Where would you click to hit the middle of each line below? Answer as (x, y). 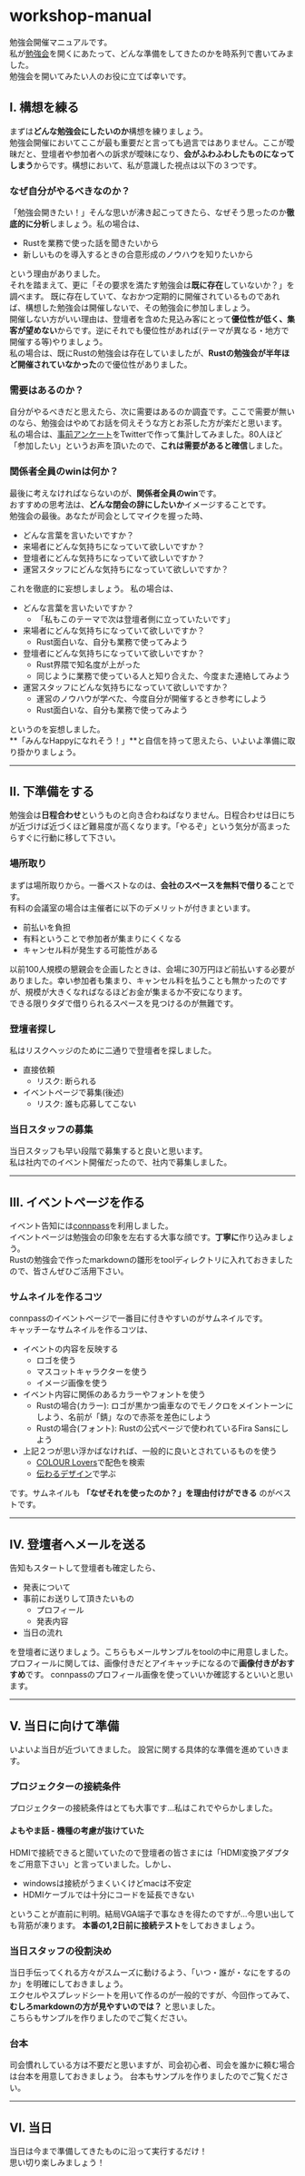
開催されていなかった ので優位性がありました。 (104, 365)
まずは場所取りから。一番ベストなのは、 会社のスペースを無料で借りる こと (148, 885)
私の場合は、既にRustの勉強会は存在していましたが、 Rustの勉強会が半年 (146, 353)
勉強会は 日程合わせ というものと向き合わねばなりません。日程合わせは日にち (152, 815)
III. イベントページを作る (77, 1202)
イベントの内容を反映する (70, 1349)
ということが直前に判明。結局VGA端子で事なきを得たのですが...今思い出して (152, 1914)
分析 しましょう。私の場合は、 (89, 224)
